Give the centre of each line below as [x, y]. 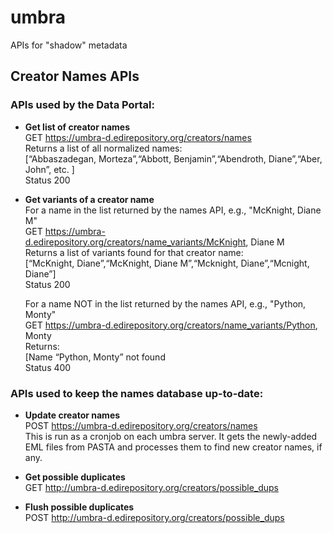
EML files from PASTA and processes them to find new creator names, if [173, 447]
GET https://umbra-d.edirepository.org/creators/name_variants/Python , [171, 325]
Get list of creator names [77, 127]
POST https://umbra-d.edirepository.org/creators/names [141, 425]
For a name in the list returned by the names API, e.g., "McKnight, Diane [173, 210]
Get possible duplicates [75, 477]
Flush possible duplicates [79, 507]
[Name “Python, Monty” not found [95, 357]
